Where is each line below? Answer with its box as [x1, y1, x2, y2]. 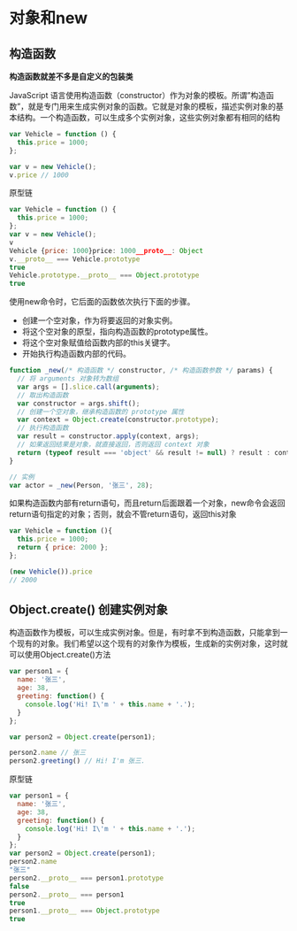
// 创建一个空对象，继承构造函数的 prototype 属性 [17, 407, 185, 416]
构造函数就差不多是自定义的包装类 [9, 72, 133, 81]
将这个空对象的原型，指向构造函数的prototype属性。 [21, 327, 214, 337]
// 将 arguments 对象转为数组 [17, 374, 119, 383]
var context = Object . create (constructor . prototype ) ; [17, 415, 219, 425]
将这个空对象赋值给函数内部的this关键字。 [21, 337, 175, 348]
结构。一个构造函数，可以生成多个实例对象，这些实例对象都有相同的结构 [16, 112, 280, 122]
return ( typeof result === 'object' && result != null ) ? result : [17, 448, 271, 457]
